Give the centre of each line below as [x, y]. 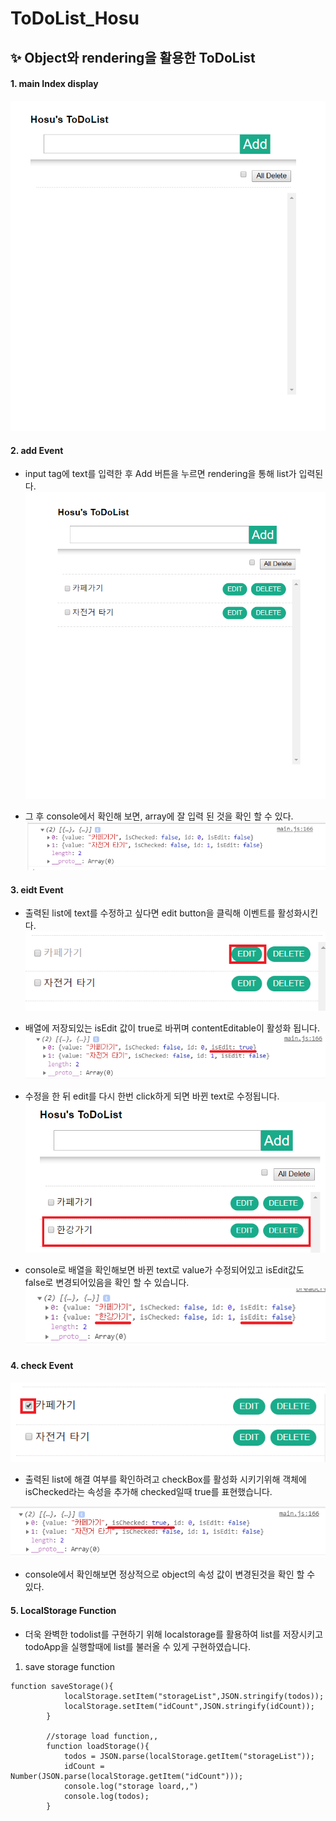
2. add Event [37, 450]
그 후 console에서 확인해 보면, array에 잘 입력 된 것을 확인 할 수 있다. [159, 816]
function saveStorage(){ [62, 1686]
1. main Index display [54, 84]
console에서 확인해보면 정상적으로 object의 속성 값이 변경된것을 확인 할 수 [170, 1574]
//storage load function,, [102, 1736]
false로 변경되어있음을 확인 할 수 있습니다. [107, 1283]
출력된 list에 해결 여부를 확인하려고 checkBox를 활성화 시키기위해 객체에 [165, 1479]
